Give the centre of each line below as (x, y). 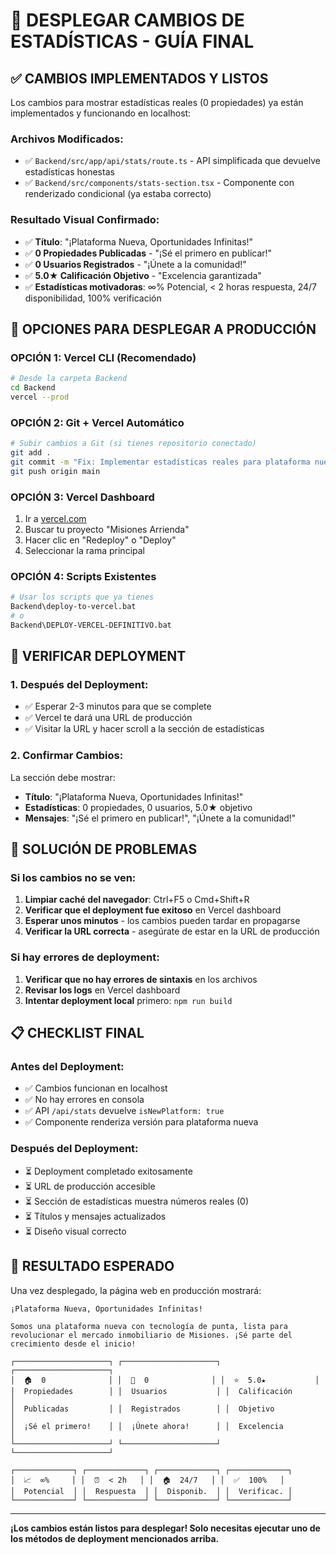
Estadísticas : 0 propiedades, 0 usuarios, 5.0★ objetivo (138, 807)
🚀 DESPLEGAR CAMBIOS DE (127, 20)
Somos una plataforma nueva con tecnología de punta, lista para (149, 1326)
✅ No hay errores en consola (84, 1100)
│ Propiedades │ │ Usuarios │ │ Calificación (151, 1391)
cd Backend (33, 388)
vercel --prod (40, 397)
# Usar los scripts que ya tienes (82, 597)
